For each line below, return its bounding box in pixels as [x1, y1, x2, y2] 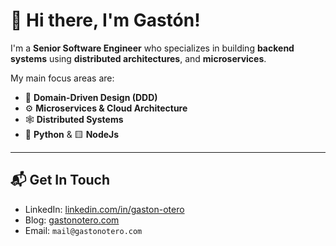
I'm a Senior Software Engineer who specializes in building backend [10, 42, 295, 54]
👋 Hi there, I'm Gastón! [10, 9, 201, 32]
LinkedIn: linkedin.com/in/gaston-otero [24, 203, 185, 215]
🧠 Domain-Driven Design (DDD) [24, 91, 158, 103]
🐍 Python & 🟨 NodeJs [24, 128, 120, 140]
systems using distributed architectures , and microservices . [10, 52, 267, 64]
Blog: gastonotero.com [24, 214, 120, 226]
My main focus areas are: [10, 72, 115, 84]
